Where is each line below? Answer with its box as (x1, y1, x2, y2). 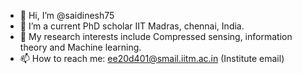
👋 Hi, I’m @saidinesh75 (19, 10, 115, 21)
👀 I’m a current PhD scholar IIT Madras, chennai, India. (19, 20, 245, 32)
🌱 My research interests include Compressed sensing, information (19, 31, 293, 42)
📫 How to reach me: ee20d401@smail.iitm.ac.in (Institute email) (19, 53, 285, 64)
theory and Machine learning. (19, 41, 142, 53)
